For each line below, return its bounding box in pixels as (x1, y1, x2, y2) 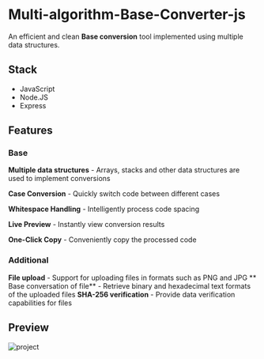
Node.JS (19, 93, 49, 102)
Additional (8, 255, 49, 266)
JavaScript (19, 84, 55, 93)
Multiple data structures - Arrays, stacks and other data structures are (8, 165, 240, 175)
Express (19, 100, 47, 110)
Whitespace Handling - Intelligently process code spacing (8, 204, 200, 214)
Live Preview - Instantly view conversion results (8, 220, 165, 229)
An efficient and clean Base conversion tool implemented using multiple (8, 32, 243, 41)
